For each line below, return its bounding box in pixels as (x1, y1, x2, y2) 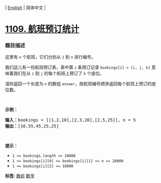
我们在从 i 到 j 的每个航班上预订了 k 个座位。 (13, 71, 105, 76)
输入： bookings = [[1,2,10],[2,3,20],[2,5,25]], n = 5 (5, 117, 136, 123)
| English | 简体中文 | (5, 5, 46, 10)
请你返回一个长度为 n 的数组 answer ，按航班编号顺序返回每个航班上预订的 (5, 81, 152, 87)
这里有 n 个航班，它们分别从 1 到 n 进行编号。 (5, 54, 96, 60)
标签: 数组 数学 (5, 173, 35, 179)
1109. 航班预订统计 (5, 24, 79, 35)
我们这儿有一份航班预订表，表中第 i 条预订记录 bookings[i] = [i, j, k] (5, 64, 151, 70)
